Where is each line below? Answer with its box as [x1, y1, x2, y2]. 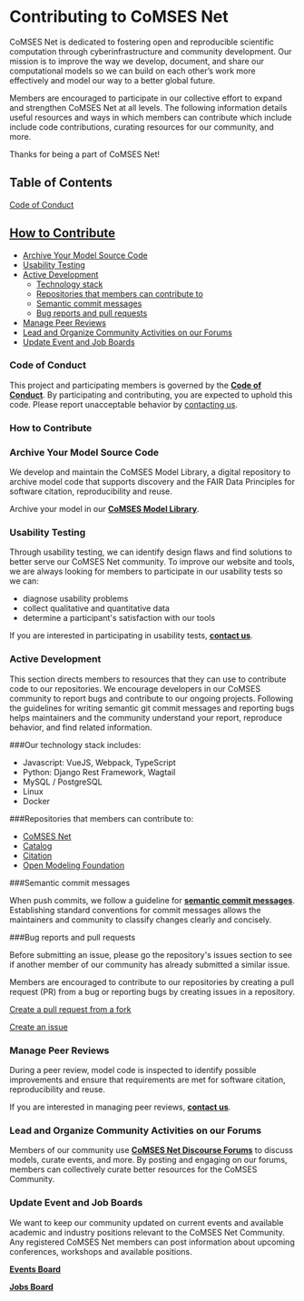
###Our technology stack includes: [9, 739, 142, 750]
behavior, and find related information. [9, 722, 152, 733]
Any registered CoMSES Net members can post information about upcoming [9, 1237, 295, 1247]
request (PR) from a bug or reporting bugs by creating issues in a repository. [9, 986, 295, 997]
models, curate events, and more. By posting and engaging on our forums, [9, 1155, 288, 1166]
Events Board [9, 1264, 62, 1275]
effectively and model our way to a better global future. [9, 74, 216, 85]
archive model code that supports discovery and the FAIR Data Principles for [9, 477, 295, 488]
